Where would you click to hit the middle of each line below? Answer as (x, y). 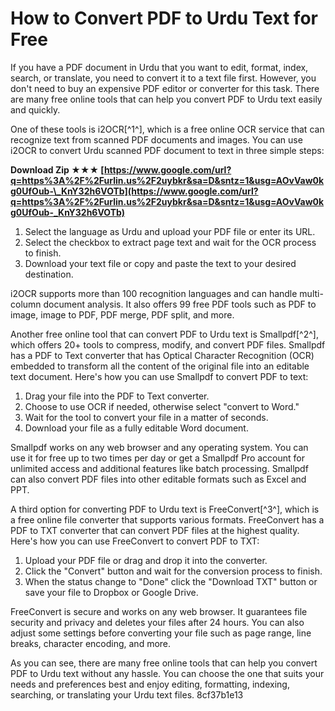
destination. (49, 274)
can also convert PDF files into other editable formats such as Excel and (158, 479)
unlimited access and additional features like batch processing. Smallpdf (159, 468)
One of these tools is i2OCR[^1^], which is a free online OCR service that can (167, 129)
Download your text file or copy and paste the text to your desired (160, 263)
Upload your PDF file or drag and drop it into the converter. (146, 560)
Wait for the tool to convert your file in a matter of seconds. (146, 417)
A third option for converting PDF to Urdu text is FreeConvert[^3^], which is (165, 509)
